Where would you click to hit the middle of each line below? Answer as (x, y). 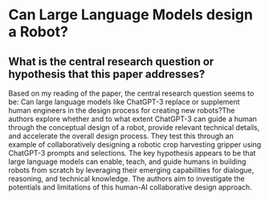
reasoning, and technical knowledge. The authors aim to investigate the (126, 179)
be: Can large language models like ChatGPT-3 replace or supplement (124, 102)
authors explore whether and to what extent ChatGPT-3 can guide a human (132, 119)
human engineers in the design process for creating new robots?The (122, 110)
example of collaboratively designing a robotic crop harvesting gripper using (135, 145)
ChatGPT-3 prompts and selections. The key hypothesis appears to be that (132, 153)
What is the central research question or (111, 61)
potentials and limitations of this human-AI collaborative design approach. (130, 187)
